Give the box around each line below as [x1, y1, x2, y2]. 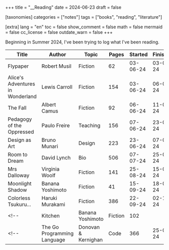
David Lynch [41, 154, 71, 161]
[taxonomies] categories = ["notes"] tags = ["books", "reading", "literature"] [5, 14, 162, 20]
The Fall [8, 105, 27, 111]
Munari [41, 143, 58, 149]
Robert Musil [41, 63, 72, 70]
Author [49, 51, 66, 58]
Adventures [8, 80, 35, 87]
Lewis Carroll [41, 83, 73, 90]
